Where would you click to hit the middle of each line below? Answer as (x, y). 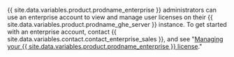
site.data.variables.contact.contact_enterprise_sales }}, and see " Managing (115, 39)
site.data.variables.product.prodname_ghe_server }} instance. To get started (117, 24)
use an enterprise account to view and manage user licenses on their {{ (110, 17)
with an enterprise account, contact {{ (62, 32)
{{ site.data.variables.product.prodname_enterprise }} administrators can (112, 10)
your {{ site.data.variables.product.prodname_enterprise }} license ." (105, 46)
